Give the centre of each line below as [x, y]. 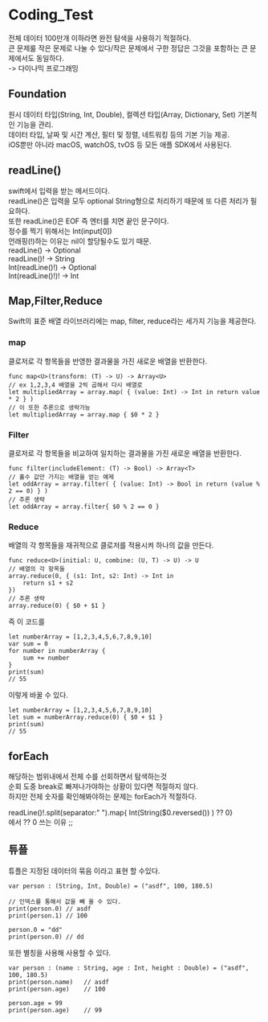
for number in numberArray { [57, 651]
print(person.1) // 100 [48, 915]
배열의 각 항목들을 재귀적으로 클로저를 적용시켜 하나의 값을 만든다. [111, 545]
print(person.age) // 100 [57, 989]
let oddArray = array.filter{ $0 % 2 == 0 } [84, 507]
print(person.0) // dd [46, 937]
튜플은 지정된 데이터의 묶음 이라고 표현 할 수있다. [84, 871]
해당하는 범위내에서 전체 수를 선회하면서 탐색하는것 [87, 777]
